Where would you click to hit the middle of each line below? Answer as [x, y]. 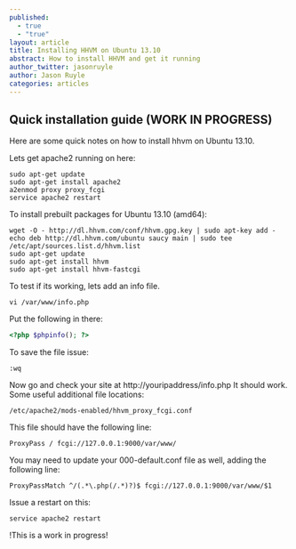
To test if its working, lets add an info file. [84, 287]
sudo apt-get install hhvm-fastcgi [75, 270]
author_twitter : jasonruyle [61, 68]
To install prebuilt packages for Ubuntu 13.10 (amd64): [108, 214]
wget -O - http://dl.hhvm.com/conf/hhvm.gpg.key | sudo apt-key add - [143, 231]
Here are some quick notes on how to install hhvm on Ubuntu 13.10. [132, 141]
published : [29, 17]
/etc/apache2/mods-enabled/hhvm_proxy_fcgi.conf [101, 411]
